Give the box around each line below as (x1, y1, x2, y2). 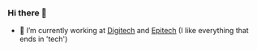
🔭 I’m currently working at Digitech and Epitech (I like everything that (19, 26, 249, 36)
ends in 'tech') (19, 34, 68, 44)
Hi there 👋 (7, 7, 48, 19)
